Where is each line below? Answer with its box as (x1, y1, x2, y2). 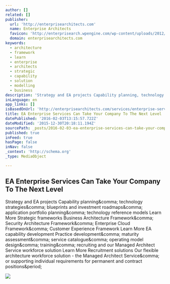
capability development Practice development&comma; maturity (5, 231, 139, 237)
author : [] (5, 7, 28, 13)
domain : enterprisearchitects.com (10, 36, 82, 41)
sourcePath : (5, 125, 30, 131)
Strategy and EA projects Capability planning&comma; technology (5, 199, 143, 205)
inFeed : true (5, 135, 33, 140)
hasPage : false (5, 140, 37, 145)
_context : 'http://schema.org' (5, 149, 71, 154)
